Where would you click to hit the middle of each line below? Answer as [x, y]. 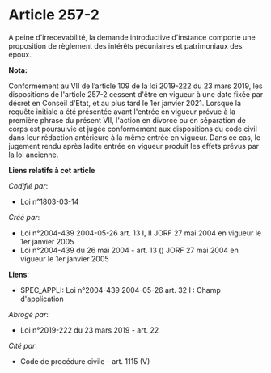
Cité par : [23, 345]
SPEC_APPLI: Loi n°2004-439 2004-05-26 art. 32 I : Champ [120, 290]
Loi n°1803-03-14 [49, 201]
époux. [20, 54]
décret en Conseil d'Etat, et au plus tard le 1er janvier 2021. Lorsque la [125, 103]
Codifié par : [28, 186]
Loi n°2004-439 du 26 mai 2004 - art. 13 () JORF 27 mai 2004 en [129, 250]
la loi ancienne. [34, 155]
